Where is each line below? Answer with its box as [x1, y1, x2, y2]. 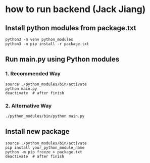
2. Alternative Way [5, 102, 52, 109]
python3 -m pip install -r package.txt [5, 41, 89, 46]
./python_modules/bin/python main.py [5, 114, 85, 119]
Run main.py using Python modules [5, 55, 120, 64]
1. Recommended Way [5, 70, 61, 77]
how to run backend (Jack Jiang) [5, 4, 146, 15]
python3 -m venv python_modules [5, 37, 73, 42]
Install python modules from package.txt [5, 24, 136, 32]
